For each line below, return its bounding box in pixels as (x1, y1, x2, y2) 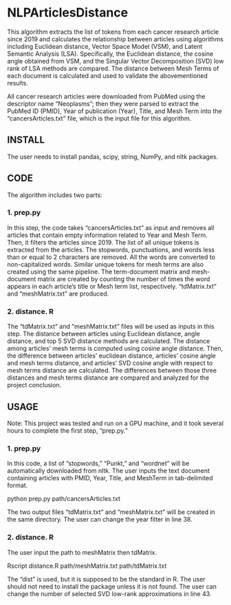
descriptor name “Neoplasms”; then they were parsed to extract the (7, 99, 199, 107)
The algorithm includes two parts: (7, 191, 103, 199)
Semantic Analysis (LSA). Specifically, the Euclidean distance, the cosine (7, 50, 214, 58)
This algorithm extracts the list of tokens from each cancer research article (7, 28, 219, 36)
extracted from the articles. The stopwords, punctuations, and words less (7, 245, 215, 254)
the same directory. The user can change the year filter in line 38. (7, 515, 192, 524)
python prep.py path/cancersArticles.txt (7, 495, 121, 503)
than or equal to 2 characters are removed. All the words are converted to (7, 253, 215, 261)
